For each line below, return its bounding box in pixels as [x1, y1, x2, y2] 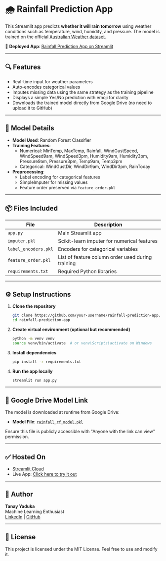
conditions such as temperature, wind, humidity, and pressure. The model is [5, 28, 160, 34]
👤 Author [5, 490, 33, 499]
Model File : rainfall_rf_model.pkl [12, 419, 83, 425]
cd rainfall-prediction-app [12, 318, 70, 323]
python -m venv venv [12, 336, 55, 341]
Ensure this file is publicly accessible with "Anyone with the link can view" [5, 429, 156, 435]
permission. [5, 434, 29, 440]
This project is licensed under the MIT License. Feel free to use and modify [5, 546, 158, 552]
